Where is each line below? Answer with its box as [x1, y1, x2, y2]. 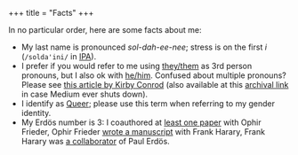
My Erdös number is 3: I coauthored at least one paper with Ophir [20, 117, 262, 128]
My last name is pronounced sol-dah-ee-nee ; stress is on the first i [20, 42, 268, 52]
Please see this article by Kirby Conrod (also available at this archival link [20, 80, 289, 89]
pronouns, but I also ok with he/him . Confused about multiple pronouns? [20, 70, 286, 81]
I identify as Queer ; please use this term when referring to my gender [20, 98, 276, 109]
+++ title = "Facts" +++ [8, 8, 94, 18]
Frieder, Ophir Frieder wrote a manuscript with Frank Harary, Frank [20, 127, 266, 136]
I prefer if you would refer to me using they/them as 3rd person [20, 61, 253, 71]
